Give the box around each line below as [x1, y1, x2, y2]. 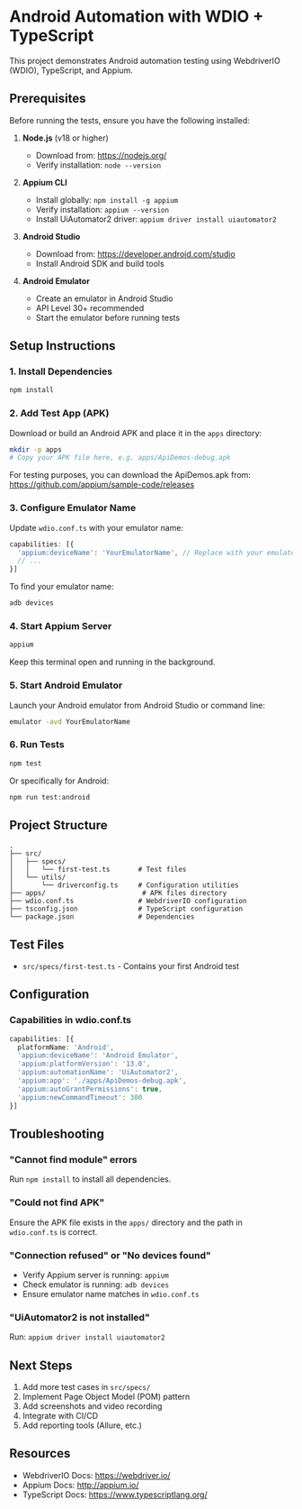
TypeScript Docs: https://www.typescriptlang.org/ [22, 1489, 209, 1500]
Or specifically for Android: [9, 775, 110, 786]
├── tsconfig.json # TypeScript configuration [9, 904, 244, 914]
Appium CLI [22, 177, 67, 187]
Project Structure [9, 818, 108, 833]
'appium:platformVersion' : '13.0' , [17, 1059, 151, 1069]
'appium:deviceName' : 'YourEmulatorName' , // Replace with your [17, 548, 263, 557]
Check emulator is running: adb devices [22, 1278, 169, 1290]
